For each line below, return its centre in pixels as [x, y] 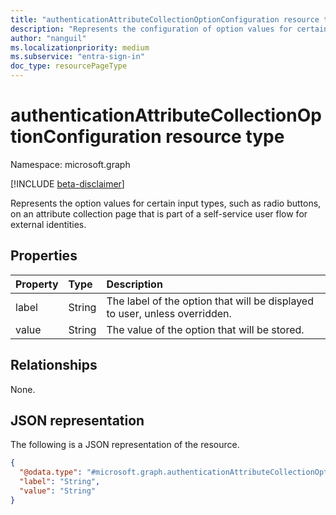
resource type [225, 137]
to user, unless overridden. [169, 313]
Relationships [54, 365]
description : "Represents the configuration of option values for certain [169, 29]
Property [37, 284]
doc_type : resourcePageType [69, 66]
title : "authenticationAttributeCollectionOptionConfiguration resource [165, 19]
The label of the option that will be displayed [210, 301]
